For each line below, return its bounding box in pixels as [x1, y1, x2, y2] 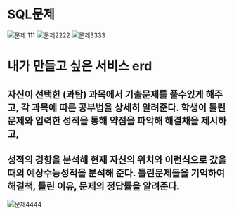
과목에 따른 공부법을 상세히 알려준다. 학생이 [31, 101, 207, 113]
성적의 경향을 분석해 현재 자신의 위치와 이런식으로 [7, 154, 207, 166]
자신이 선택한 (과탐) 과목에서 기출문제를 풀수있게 [7, 89, 204, 100]
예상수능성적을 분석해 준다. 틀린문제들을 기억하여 [26, 167, 225, 179]
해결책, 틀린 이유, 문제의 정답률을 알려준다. [7, 180, 181, 192]
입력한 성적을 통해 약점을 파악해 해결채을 [34, 115, 199, 126]
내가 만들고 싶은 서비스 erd [7, 58, 152, 74]
